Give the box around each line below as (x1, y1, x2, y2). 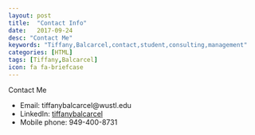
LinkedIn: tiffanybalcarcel (19, 109, 104, 118)
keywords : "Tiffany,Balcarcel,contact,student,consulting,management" (8, 41, 248, 49)
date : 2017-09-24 (8, 26, 73, 34)
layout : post (8, 11, 52, 20)
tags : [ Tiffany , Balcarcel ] (8, 56, 98, 64)
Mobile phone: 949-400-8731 (19, 117, 118, 127)
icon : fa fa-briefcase (8, 64, 84, 71)
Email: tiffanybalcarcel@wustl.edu (19, 100, 131, 110)
